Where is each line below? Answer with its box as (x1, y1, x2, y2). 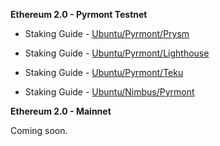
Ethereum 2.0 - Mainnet (10, 105, 112, 117)
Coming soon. (10, 125, 68, 136)
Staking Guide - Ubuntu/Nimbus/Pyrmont (24, 86, 195, 98)
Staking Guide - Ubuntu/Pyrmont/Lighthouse (24, 47, 210, 59)
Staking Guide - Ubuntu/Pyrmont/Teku (24, 67, 184, 78)
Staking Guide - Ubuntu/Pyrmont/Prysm (24, 28, 190, 39)
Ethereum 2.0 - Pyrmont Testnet (10, 9, 148, 20)
